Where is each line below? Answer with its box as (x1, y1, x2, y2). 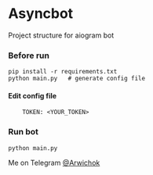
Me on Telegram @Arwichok (8, 158, 100, 167)
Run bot (8, 127, 39, 137)
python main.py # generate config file (8, 75, 146, 83)
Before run (8, 50, 49, 61)
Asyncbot (8, 5, 74, 23)
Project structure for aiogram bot (8, 30, 115, 40)
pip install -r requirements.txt (8, 68, 118, 76)
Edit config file (8, 91, 57, 100)
